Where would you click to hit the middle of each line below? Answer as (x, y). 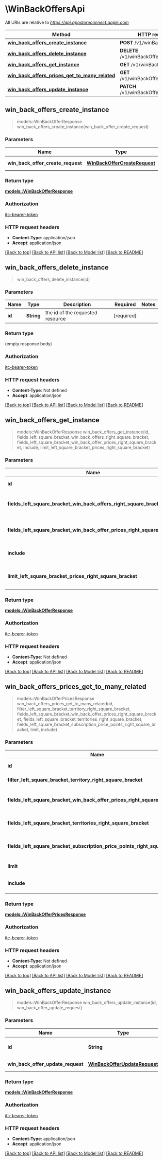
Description (77, 304)
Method (61, 34)
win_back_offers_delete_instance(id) (53, 279)
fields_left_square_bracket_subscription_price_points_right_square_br (86, 724)
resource (56, 319)
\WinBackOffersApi (45, 9)
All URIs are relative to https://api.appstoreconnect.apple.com (67, 22)
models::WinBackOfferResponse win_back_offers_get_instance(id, (83, 432)
